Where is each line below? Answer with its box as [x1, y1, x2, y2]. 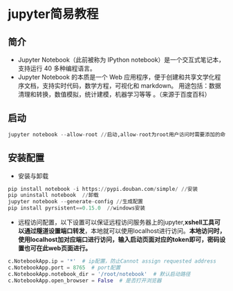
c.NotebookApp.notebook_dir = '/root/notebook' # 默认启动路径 [8, 270, 191, 277]
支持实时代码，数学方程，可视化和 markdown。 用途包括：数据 [41, 82, 222, 90]
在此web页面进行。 [36, 244, 92, 252]
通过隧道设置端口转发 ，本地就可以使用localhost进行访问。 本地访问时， [24, 227, 226, 235]
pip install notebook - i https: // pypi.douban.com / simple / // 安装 [8, 185, 198, 192]
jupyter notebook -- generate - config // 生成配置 [8, 198, 144, 205]
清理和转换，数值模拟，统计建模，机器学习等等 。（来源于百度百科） [17, 91, 211, 98]
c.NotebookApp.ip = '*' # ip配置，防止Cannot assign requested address [8, 258, 216, 265]
